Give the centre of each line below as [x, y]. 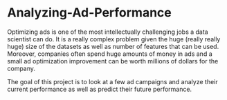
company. [21, 68]
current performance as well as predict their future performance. [100, 89]
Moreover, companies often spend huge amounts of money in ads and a [110, 54]
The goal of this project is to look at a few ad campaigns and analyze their [112, 81]
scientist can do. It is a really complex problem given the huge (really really [114, 39]
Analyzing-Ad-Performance [89, 13]
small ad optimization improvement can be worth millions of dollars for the [113, 61]
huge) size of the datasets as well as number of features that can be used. [113, 46]
